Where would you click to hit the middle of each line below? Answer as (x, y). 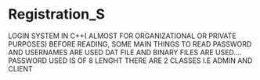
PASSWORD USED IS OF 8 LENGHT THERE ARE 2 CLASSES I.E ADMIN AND (130, 61)
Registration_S (57, 14)
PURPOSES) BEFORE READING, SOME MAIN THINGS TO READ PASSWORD (130, 43)
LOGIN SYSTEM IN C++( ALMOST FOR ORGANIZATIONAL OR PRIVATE (122, 36)
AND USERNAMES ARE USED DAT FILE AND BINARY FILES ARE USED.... (125, 52)
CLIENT (20, 68)
